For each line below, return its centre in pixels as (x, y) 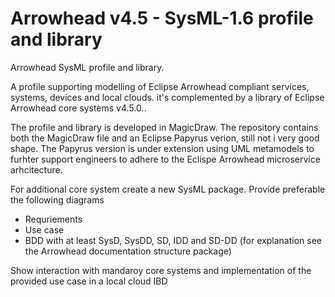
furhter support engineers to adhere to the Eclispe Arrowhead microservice (165, 159)
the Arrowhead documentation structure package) (128, 251)
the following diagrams (57, 199)
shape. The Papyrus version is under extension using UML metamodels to (162, 148)
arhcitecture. (36, 169)
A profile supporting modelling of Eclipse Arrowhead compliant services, (160, 86)
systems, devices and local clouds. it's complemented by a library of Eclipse (167, 97)
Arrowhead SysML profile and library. (87, 67)
